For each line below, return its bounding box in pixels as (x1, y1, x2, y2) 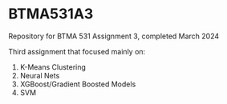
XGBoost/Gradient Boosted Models (19, 79, 136, 89)
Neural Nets (19, 70, 60, 80)
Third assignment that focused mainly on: (8, 46, 146, 56)
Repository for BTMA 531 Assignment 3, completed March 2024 (8, 31, 220, 41)
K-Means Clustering (19, 62, 87, 72)
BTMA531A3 (8, 5, 94, 23)
